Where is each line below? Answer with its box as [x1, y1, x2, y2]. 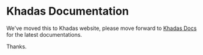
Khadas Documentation [6, 4, 130, 18]
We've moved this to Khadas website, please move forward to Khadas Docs [6, 24, 197, 32]
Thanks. [6, 43, 27, 50]
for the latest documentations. [6, 31, 83, 38]
